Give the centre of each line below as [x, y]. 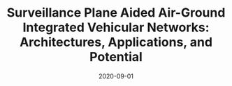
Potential [116, 57]
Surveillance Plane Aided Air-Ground [116, 13]
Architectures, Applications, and [116, 42]
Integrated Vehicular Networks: [116, 27]
